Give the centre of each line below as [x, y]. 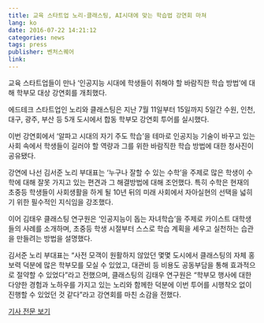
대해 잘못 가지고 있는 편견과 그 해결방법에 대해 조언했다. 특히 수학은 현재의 [136, 182]
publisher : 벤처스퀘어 [41, 52]
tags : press [28, 45]
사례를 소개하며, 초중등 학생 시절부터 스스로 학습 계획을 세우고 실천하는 [131, 228]
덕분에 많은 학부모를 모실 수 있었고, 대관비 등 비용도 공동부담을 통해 [125, 265]
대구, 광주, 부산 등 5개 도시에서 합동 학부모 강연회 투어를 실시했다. [109, 119]
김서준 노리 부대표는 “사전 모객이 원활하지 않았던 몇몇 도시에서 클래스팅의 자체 [127, 255]
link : [17, 60]
